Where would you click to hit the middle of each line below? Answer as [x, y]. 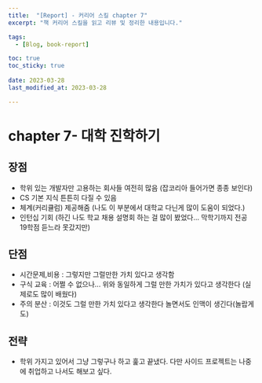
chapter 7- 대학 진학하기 [84, 136]
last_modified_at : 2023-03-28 [58, 87]
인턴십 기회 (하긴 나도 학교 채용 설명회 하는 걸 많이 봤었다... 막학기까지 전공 [133, 217]
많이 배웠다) [58, 294]
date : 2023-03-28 [36, 80]
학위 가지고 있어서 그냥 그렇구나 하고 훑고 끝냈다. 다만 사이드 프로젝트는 [128, 362]
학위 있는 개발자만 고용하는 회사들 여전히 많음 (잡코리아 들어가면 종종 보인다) [136, 188]
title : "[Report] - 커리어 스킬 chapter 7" [78, 15]
